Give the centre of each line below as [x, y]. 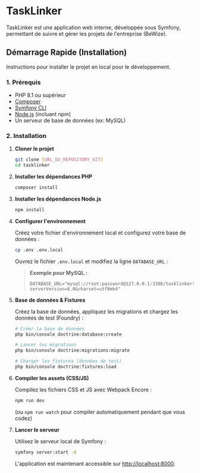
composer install [36, 188]
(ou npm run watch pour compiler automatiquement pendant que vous [100, 412]
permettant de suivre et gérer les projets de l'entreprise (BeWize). [87, 33]
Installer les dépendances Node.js [58, 199]
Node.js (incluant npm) [43, 114]
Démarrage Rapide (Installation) [66, 53]
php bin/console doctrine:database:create [68, 334]
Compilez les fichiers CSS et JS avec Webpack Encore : [83, 389]
